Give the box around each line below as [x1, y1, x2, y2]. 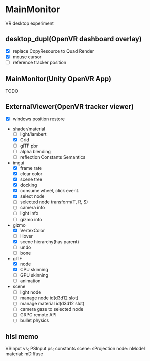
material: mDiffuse [5, 351, 44, 357]
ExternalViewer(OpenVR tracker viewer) [5, 102, 134, 111]
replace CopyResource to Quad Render [12, 48, 94, 54]
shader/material [12, 126, 45, 132]
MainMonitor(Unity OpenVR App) [5, 75, 112, 83]
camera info [20, 205, 45, 211]
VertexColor [20, 227, 45, 233]
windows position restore [12, 116, 65, 122]
